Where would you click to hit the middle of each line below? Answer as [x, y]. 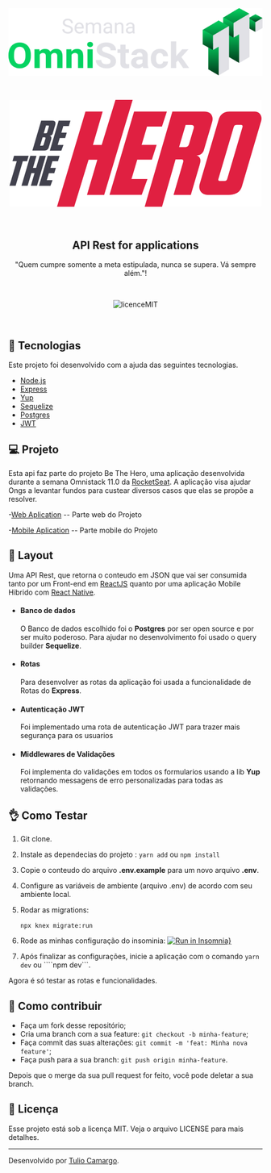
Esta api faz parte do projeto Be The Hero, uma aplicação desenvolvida [127, 473]
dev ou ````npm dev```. [55, 965]
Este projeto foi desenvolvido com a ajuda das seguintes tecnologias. [123, 365]
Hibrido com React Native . [52, 592]
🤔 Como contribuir [55, 1006]
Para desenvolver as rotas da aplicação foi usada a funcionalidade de [135, 683]
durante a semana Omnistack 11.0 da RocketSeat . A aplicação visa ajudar [130, 482]
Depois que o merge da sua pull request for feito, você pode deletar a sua [131, 1075]
